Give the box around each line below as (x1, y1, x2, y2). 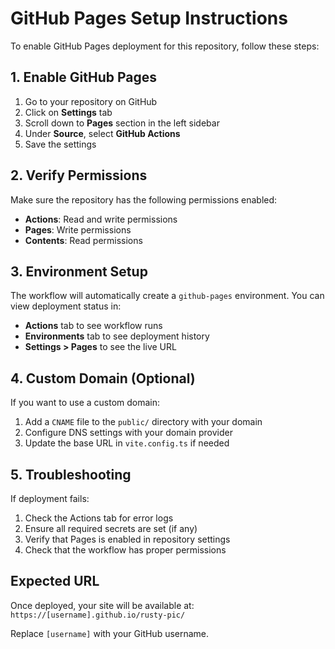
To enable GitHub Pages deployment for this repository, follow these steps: (10, 40, 320, 52)
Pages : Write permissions (24, 223, 132, 236)
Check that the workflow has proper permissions (24, 544, 227, 556)
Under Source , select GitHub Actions (24, 127, 181, 139)
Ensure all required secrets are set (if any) (24, 523, 198, 534)
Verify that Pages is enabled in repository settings (24, 533, 231, 545)
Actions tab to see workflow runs (24, 320, 163, 332)
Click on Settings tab (24, 106, 113, 118)
